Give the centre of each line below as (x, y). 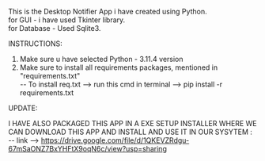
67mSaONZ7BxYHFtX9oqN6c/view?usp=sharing (88, 149)
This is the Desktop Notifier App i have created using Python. (108, 11)
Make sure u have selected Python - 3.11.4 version (101, 59)
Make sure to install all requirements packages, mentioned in (119, 67)
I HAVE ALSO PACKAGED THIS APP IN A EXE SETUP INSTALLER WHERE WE (132, 123)
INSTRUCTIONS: (35, 44)
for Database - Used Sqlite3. (55, 28)
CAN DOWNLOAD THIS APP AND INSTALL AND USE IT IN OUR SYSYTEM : (131, 132)
